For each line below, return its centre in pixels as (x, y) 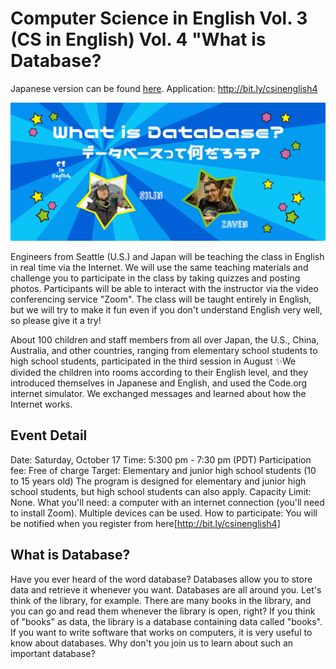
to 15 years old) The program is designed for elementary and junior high (158, 481)
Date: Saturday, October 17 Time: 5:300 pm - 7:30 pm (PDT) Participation (161, 459)
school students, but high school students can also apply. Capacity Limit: (161, 491)
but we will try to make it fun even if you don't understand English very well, (166, 309)
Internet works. (41, 404)
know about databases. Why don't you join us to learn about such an (152, 643)
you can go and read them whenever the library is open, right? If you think (163, 611)
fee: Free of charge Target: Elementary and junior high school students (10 (163, 470)
